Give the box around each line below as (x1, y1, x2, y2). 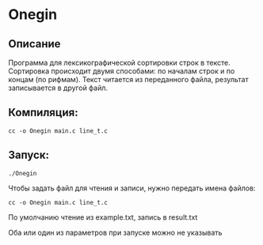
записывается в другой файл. (8, 83, 109, 92)
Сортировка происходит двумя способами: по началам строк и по (8, 66, 235, 76)
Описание (8, 37, 61, 51)
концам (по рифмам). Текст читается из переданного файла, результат (8, 75, 249, 84)
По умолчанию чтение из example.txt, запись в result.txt (8, 212, 198, 222)
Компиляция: (8, 106, 78, 119)
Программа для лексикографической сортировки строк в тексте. (8, 58, 231, 67)
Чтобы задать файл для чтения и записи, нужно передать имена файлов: (8, 183, 256, 193)
